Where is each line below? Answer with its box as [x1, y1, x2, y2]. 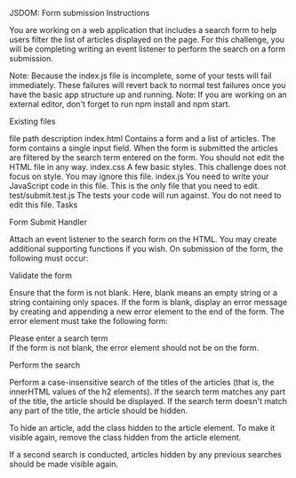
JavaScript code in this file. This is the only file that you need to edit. [9, 181, 260, 190]
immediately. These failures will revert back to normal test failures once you [9, 80, 286, 90]
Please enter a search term [9, 333, 108, 344]
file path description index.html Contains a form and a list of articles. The [9, 134, 276, 143]
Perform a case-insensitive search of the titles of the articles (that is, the [9, 377, 275, 387]
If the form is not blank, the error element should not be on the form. [9, 343, 260, 352]
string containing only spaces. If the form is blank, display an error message [9, 297, 288, 307]
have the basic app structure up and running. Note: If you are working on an [9, 89, 287, 100]
